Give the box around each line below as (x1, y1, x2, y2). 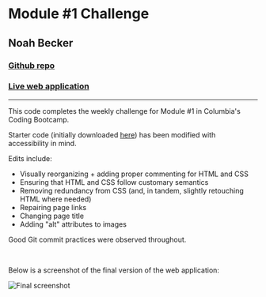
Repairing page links (19, 202, 87, 212)
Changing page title (19, 211, 85, 220)
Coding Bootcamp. (8, 115, 70, 124)
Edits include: (8, 153, 53, 163)
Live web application (8, 81, 89, 92)
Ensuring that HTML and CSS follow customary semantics (19, 177, 209, 186)
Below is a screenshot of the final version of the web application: (8, 265, 220, 275)
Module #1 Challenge (8, 5, 150, 23)
